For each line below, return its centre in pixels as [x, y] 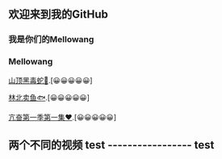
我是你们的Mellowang [51, 40]
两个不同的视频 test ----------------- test [111, 145]
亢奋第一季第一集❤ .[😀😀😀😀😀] [63, 117]
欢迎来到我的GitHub [59, 15]
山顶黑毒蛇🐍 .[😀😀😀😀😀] [50, 80]
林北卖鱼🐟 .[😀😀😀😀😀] [49, 97]
